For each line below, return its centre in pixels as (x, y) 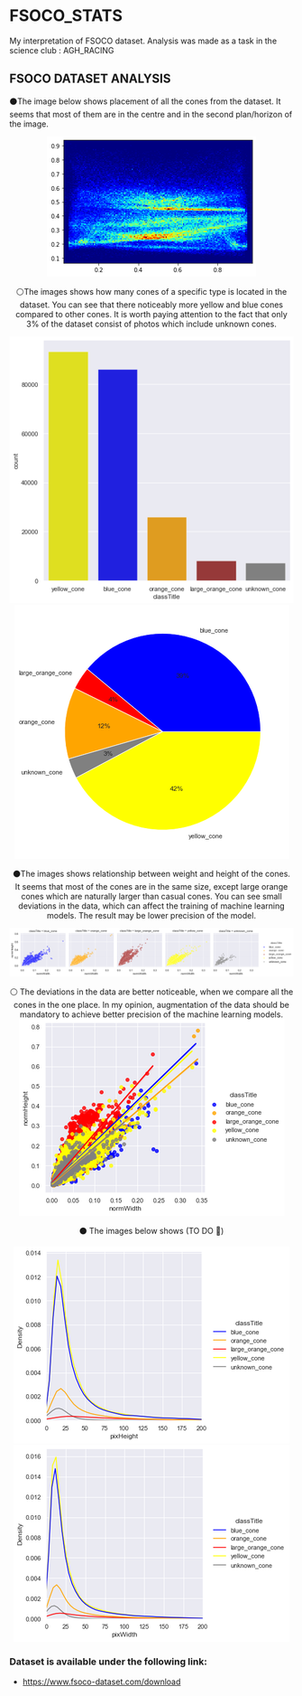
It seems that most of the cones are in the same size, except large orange (151, 887)
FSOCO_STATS (66, 16)
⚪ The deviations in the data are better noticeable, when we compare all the (151, 992)
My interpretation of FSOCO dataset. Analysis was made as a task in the (143, 41)
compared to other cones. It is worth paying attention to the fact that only (151, 314)
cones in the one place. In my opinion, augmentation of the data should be (151, 1004)
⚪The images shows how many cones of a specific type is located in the (151, 291)
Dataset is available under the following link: (108, 1662)
